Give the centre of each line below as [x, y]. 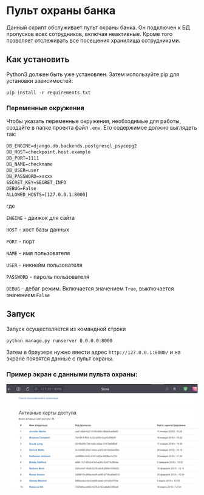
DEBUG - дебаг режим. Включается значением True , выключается [90, 289]
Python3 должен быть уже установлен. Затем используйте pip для [93, 74]
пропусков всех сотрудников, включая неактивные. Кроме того [90, 33]
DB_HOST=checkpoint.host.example [49, 152]
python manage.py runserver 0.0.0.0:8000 [59, 341]
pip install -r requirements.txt [49, 93]
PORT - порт [21, 242]
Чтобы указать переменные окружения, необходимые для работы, [93, 121]
